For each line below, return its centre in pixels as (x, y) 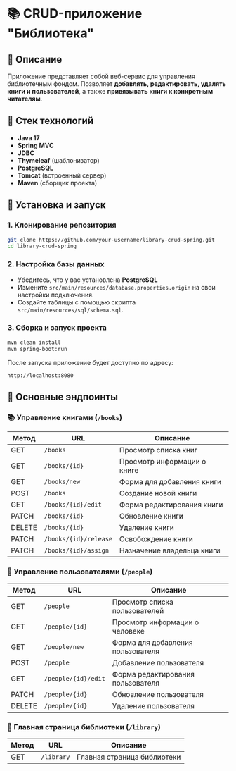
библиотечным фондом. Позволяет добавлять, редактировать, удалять (117, 84)
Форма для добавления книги (170, 482)
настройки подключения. (55, 295)
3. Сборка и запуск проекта (57, 328)
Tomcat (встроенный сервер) (62, 175)
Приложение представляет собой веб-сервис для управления (101, 76)
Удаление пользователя (153, 705)
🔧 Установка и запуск (57, 205)
